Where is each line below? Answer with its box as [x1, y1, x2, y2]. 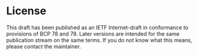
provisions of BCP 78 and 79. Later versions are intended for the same [6, 30, 180, 37]
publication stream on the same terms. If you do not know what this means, [6, 36, 193, 43]
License [6, 4, 47, 18]
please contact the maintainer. [6, 43, 81, 50]
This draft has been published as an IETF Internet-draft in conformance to [6, 24, 189, 31]
